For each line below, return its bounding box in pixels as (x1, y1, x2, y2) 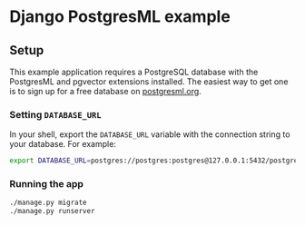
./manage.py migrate (9, 198, 88, 208)
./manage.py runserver (9, 207, 95, 216)
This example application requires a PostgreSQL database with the (9, 66, 259, 77)
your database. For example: (9, 139, 116, 150)
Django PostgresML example (9, 6, 231, 27)
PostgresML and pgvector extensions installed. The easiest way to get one (9, 76, 289, 87)
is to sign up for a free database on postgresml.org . (9, 86, 202, 96)
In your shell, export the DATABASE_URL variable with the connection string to (9, 129, 290, 140)
